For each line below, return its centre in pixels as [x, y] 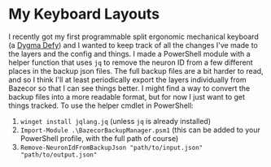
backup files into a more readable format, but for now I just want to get [127, 96]
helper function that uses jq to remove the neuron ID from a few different [131, 62]
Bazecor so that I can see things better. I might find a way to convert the [129, 88]
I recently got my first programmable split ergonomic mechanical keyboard [133, 36]
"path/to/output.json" [59, 155]
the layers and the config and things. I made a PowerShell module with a [129, 54]
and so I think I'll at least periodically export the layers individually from [127, 79]
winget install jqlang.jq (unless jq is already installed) [116, 121]
